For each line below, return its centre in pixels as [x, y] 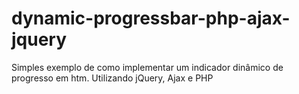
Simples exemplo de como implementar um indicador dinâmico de [147, 67]
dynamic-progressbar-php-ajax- [151, 18]
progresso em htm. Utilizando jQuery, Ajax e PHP [112, 78]
